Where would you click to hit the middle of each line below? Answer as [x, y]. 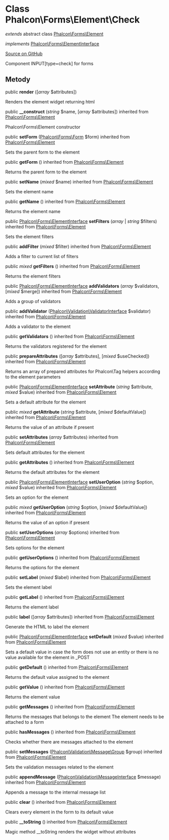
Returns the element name [33, 211]
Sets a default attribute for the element [46, 402]
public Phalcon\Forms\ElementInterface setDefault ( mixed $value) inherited [84, 637]
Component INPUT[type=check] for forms [49, 63]
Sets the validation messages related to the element [59, 767]
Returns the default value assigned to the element [57, 677]
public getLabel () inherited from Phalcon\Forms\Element [65, 597]
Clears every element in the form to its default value [60, 812]
